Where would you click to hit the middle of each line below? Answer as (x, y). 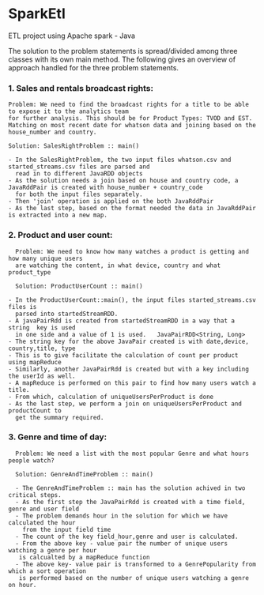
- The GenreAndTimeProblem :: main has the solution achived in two (130, 488)
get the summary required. (60, 417)
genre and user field (44, 509)
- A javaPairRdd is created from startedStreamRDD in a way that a (122, 321)
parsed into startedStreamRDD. (67, 314)
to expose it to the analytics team (68, 111)
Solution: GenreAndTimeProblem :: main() (85, 474)
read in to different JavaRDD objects (79, 174)
